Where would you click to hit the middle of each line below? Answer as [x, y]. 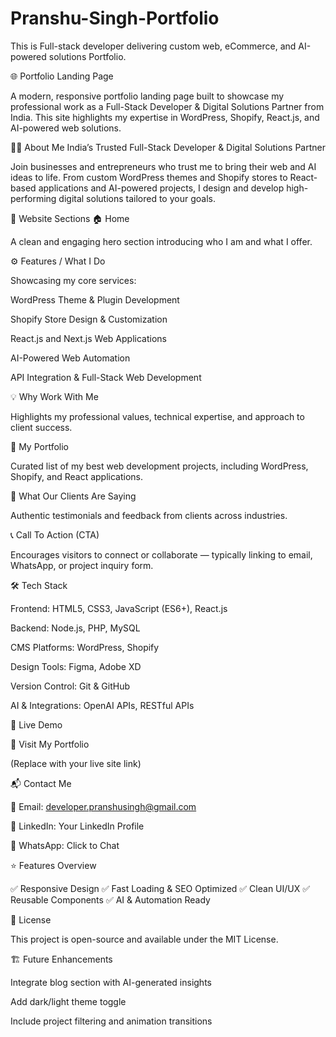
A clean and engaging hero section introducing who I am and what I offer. [161, 241]
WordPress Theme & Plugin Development [95, 299]
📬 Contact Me [41, 783]
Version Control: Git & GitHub [70, 686]
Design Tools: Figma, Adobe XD [76, 666]
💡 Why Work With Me [54, 396]
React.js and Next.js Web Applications [88, 338]
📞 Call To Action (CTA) [55, 534]
